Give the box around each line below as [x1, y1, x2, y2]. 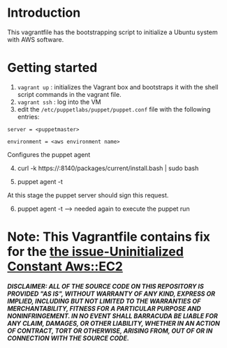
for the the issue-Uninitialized [7, 244, 184, 259]
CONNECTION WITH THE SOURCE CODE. [7, 333, 129, 342]
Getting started [7, 60, 98, 76]
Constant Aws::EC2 [7, 259, 124, 275]
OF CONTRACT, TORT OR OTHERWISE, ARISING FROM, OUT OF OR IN [7, 326, 213, 335]
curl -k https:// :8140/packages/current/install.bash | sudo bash [17, 164, 199, 172]
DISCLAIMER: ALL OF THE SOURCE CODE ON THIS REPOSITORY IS [7, 282, 204, 290]
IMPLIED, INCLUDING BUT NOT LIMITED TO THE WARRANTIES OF [7, 296, 201, 305]
